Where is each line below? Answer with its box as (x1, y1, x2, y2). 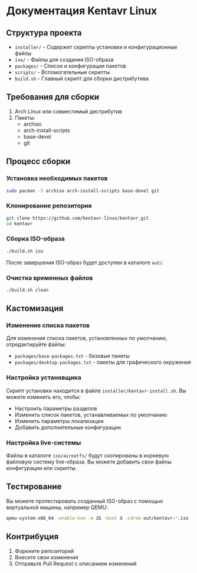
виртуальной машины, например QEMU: (6, 504, 108, 511)
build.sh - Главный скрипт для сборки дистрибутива (14, 75, 149, 82)
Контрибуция (6, 532, 59, 542)
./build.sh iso (6, 248, 44, 254)
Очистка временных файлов (6, 274, 93, 282)
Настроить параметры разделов (14, 405, 97, 412)
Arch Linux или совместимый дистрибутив (14, 108, 123, 115)
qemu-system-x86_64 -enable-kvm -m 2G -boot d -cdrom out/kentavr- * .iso (6, 515, 189, 521)
